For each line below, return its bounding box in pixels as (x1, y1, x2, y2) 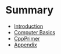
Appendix (13, 41, 37, 48)
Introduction (13, 23, 44, 30)
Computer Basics (13, 28, 56, 35)
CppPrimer (13, 35, 40, 42)
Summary (5, 3, 53, 17)
